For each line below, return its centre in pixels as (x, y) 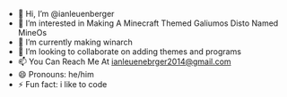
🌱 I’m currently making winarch (75, 42)
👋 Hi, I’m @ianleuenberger (66, 14)
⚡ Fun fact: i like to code (62, 84)
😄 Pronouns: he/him (56, 74)
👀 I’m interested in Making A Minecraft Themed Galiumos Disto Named (148, 23)
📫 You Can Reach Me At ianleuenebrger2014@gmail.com (124, 61)
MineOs (32, 32)
